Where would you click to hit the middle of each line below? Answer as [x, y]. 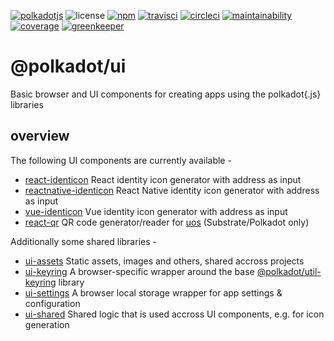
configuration [52, 303]
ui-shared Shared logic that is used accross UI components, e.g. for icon [174, 314]
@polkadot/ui [68, 66]
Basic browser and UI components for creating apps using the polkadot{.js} [166, 94]
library [71, 282]
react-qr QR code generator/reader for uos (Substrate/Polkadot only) [167, 222]
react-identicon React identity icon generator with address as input [163, 179]
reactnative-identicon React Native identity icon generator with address [172, 190]
